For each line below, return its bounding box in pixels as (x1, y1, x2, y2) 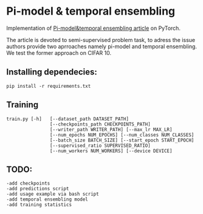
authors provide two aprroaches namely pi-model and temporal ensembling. (6, 43, 198, 50)
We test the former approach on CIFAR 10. (6, 49, 111, 56)
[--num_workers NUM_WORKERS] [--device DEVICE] (49, 148, 173, 154)
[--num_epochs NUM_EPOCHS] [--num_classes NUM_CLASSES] (49, 132, 194, 138)
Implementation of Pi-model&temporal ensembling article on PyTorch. (6, 24, 181, 32)
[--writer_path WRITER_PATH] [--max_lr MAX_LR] (49, 126, 173, 132)
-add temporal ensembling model (6, 196, 88, 202)
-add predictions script (6, 186, 69, 192)
